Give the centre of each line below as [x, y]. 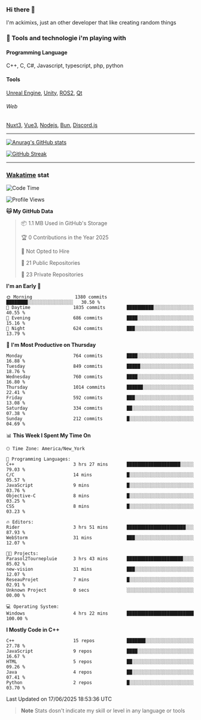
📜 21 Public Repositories [51, 263]
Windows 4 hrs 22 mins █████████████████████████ [100, 613]
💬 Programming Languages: [38, 459]
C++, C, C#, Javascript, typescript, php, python [65, 66]
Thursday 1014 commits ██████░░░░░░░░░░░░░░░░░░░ [100, 388]
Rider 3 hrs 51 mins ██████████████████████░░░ [100, 527]
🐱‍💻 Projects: [22, 553]
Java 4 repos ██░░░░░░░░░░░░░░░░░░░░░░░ [100, 672]
